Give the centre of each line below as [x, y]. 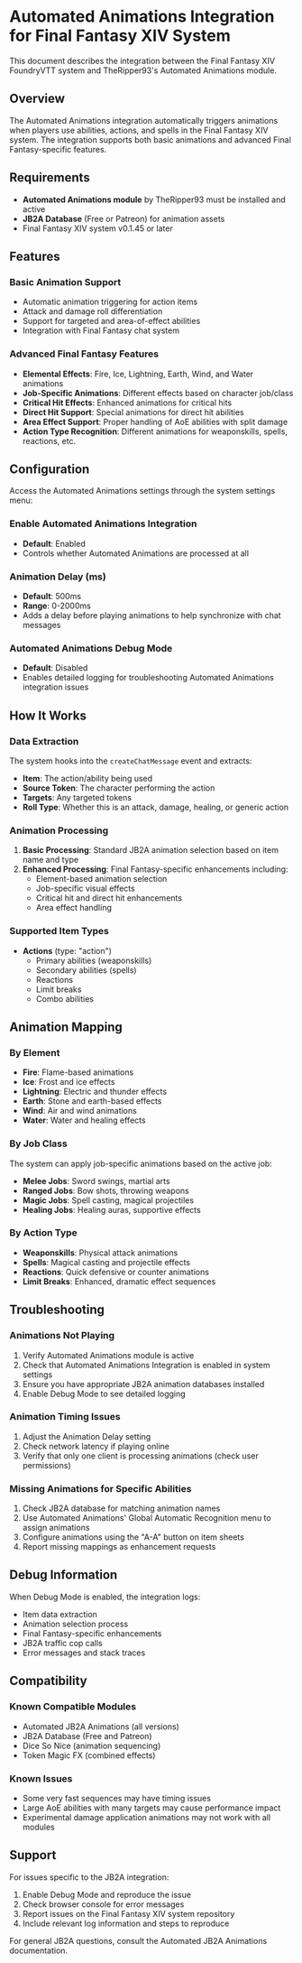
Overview [37, 99]
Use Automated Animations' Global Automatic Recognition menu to [147, 1518]
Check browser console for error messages [103, 1904]
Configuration [50, 469]
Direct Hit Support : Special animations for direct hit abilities [133, 412]
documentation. [39, 1950]
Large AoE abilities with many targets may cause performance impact [151, 1808]
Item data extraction [59, 1614]
